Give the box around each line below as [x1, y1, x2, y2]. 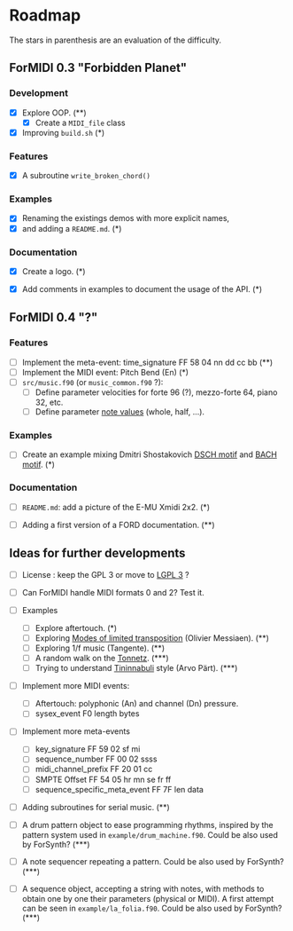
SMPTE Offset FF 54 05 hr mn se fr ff [35, 774, 172, 785]
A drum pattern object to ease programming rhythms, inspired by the [21, 819, 274, 830]
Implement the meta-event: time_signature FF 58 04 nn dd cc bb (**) [21, 357, 274, 367]
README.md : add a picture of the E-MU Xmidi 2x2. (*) [21, 501, 211, 512]
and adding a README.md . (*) [21, 223, 122, 233]
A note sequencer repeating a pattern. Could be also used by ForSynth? [21, 856, 285, 866]
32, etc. [35, 397, 64, 407]
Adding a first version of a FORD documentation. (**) [21, 519, 215, 530]
